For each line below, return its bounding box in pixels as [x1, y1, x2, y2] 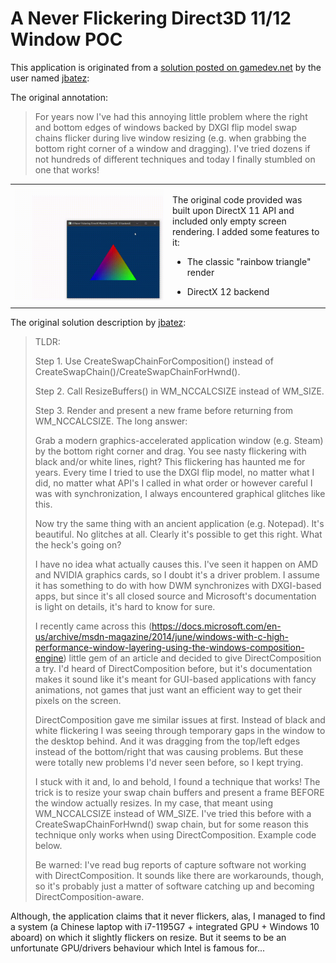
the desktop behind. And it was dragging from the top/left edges [34, 735, 301, 747]
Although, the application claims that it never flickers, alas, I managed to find [10, 910, 326, 922]
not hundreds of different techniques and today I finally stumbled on [34, 153, 316, 165]
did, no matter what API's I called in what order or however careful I [34, 477, 313, 489]
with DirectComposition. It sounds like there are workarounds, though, [34, 870, 325, 882]
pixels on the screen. [34, 695, 122, 707]
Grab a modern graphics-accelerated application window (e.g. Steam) [34, 435, 324, 447]
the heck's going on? [34, 539, 122, 551]
